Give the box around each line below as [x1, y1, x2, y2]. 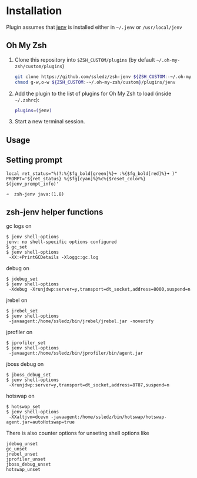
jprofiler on [6, 329, 33, 336]
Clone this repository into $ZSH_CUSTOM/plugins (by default [14, 56, 155, 63]
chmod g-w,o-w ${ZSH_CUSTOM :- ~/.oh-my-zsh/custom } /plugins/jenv [14, 79, 176, 85]
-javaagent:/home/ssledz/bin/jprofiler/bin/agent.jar [8, 351, 143, 356]
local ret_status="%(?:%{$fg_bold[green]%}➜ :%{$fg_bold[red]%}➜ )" [6, 170, 178, 177]
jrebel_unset [6, 451, 38, 457]
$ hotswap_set [6, 404, 41, 410]
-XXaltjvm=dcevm [8, 414, 49, 420]
